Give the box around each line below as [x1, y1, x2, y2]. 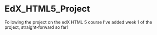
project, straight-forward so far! [4, 24, 68, 30]
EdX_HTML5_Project [4, 3, 90, 14]
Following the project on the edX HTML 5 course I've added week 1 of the [4, 19, 152, 25]
